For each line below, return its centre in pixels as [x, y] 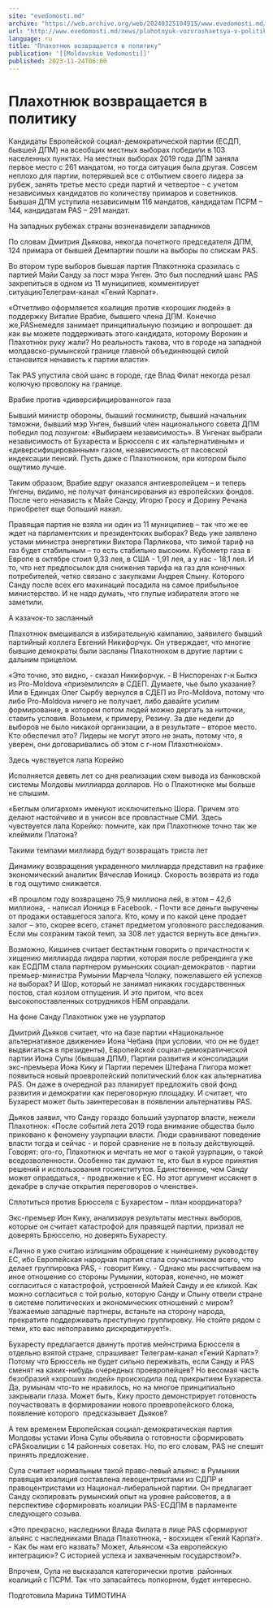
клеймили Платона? [43, 834]
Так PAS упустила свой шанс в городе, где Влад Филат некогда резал [130, 375]
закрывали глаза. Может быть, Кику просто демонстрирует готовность [133, 1396]
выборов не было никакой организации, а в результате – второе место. [133, 727]
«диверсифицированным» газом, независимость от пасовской [118, 450]
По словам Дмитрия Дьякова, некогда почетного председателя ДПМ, [131, 241]
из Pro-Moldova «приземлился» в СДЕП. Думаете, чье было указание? [132, 684]
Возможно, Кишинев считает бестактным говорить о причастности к [129, 949]
